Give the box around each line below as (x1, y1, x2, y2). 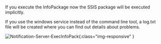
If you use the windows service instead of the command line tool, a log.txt (5, 19, 156, 24)
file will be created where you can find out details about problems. (5, 24, 140, 30)
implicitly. (5, 9, 25, 15)
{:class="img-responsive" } (78, 34, 135, 39)
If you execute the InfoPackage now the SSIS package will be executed (5, 4, 150, 10)
